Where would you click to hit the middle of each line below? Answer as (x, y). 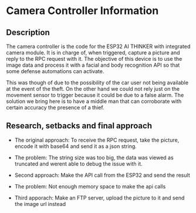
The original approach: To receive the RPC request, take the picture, (97, 140)
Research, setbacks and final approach (79, 126)
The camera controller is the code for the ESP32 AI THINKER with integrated (98, 46)
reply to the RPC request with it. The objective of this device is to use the (94, 59)
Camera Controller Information (82, 11)
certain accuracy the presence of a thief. (55, 107)
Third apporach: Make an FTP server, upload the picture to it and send (99, 198)
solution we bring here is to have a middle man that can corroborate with (94, 101)
